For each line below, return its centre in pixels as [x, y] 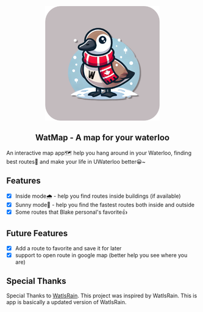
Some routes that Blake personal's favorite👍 [71, 212]
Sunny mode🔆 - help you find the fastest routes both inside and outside [105, 205]
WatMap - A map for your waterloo [102, 138]
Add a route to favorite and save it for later [68, 248]
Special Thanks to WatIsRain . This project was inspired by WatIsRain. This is [102, 296]
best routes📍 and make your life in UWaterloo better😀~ [76, 161]
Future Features [37, 234]
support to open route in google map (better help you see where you [101, 255]
